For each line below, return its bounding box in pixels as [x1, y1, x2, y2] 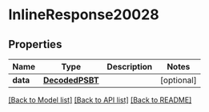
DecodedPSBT [42, 74, 99, 86]
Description [107, 62, 153, 72]
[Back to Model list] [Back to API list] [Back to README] [8, 95, 192, 105]
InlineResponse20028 [8, 6, 159, 24]
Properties [8, 38, 62, 51]
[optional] [159, 74, 198, 86]
